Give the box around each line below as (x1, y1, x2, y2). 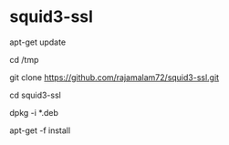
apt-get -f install (9, 125, 71, 136)
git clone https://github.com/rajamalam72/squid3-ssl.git (9, 71, 220, 83)
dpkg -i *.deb (9, 107, 59, 118)
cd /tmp (9, 54, 39, 65)
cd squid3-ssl (9, 89, 61, 100)
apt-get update (9, 36, 67, 47)
